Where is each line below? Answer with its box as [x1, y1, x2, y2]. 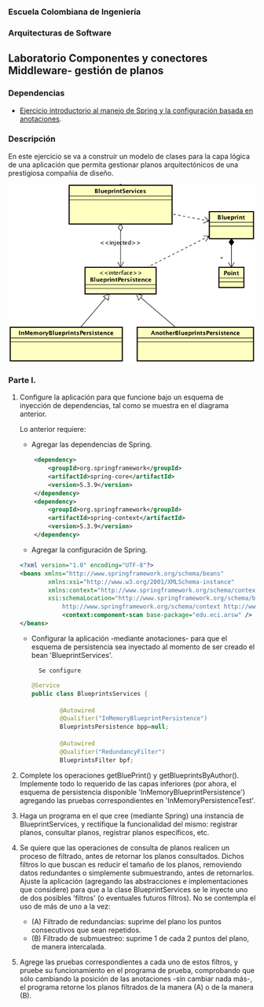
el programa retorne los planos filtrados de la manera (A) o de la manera [19, 982, 254, 991]
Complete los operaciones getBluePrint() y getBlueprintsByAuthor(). [19, 771, 240, 780]
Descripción [8, 133, 57, 144]
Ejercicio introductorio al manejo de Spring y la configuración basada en [19, 106, 254, 115]
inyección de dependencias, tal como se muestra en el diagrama [19, 401, 229, 411]
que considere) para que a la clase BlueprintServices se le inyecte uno [19, 885, 248, 894]
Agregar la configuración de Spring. [31, 544, 148, 554]
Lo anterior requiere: [19, 425, 86, 434]
